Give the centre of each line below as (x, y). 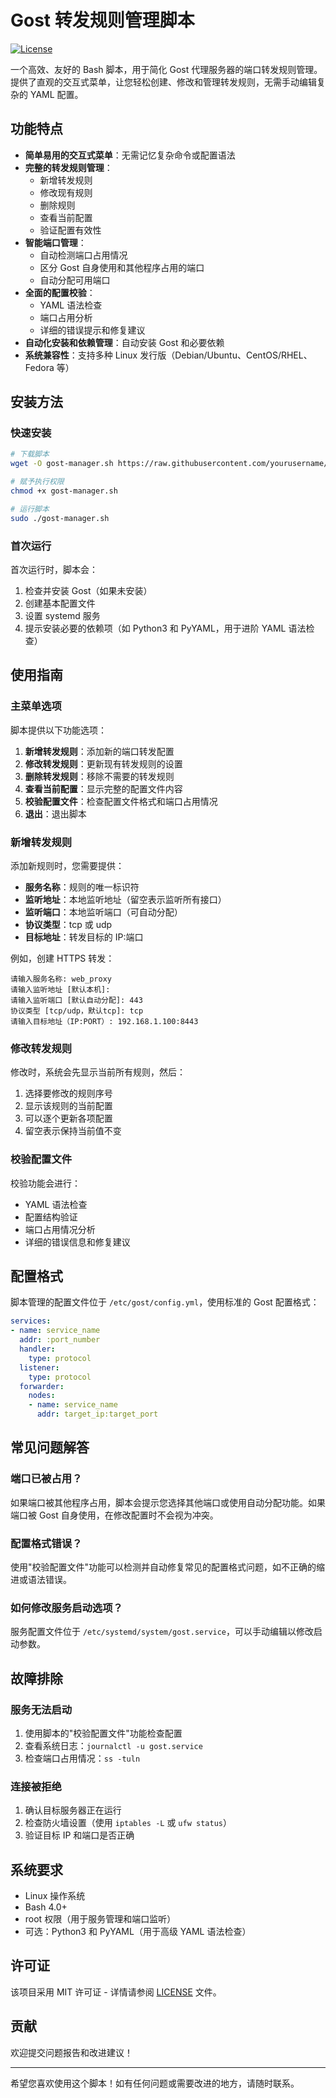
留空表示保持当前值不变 (73, 1131)
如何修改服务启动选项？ (66, 1608)
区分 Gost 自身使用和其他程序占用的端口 (122, 267)
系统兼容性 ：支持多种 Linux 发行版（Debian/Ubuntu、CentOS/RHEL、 (168, 355)
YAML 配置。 (56, 94)
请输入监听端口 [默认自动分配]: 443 (76, 1000)
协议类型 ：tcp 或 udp (68, 924)
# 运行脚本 (30, 509)
